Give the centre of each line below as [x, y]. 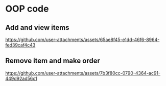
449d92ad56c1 [21, 78]
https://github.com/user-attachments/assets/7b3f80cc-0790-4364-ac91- [83, 73]
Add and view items [38, 28]
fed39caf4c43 [20, 45]
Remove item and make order [53, 61]
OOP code [27, 9]
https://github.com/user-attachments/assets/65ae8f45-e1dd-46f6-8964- [82, 39]
